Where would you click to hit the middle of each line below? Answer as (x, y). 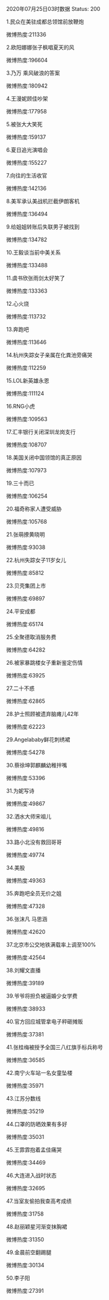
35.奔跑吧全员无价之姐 (34, 893)
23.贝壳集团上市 (26, 586)
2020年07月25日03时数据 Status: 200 (53, 9)
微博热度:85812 (25, 573)
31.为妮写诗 (20, 791)
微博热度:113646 (26, 342)
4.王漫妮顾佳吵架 (27, 99)
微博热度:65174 (25, 624)
